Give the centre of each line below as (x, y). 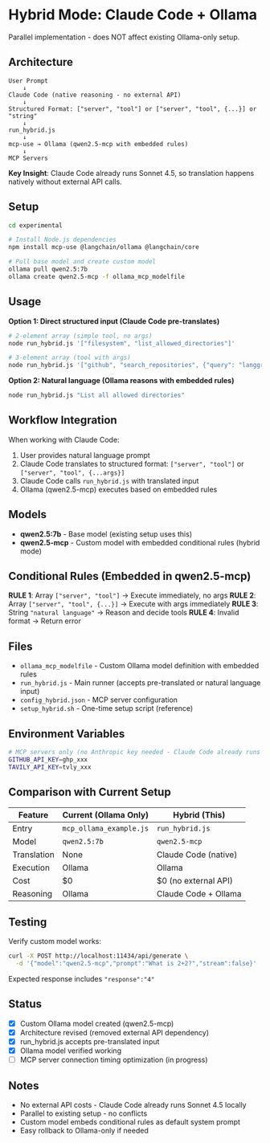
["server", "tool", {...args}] (72, 473)
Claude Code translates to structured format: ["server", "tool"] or (132, 463)
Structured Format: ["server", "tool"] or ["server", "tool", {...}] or (133, 109)
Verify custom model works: (55, 941)
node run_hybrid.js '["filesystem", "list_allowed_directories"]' (122, 343)
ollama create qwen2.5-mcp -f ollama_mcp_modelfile (96, 276)
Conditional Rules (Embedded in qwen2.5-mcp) (130, 576)
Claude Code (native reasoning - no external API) (95, 95)
